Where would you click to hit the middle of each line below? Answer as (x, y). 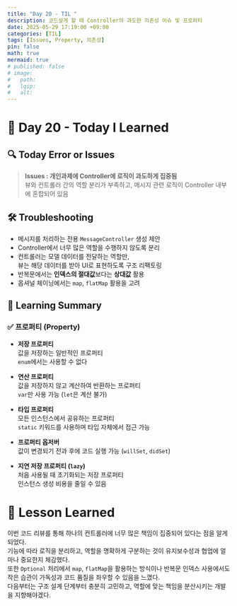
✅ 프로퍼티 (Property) (44, 327)
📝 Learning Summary (55, 306)
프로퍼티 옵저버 (39, 442)
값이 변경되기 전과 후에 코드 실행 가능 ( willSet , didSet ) (94, 450)
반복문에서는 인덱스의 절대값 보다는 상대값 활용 (81, 274)
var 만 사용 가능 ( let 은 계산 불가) (62, 394)
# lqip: (22, 86)
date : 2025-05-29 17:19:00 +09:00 (58, 27)
